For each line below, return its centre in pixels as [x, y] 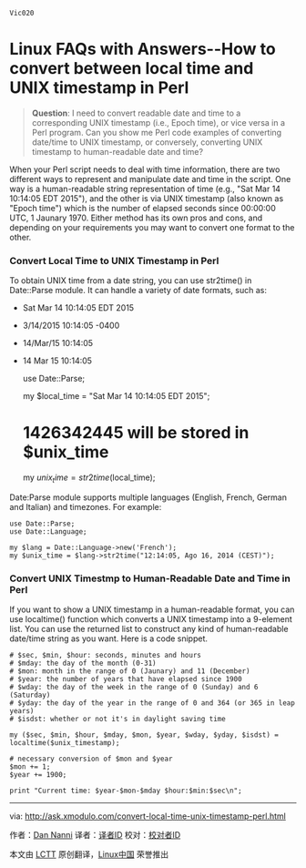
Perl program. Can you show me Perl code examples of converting [157, 132]
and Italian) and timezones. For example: [86, 506]
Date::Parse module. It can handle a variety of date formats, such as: [138, 291]
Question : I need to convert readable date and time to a [136, 113]
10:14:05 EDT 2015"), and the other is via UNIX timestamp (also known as [147, 198]
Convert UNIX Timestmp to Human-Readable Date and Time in [150, 578]
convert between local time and [132, 69]
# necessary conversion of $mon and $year [91, 759]
